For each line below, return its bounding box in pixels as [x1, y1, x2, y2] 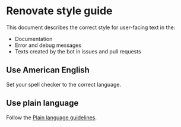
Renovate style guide [6, 4, 113, 18]
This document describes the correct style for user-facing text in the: [6, 24, 176, 31]
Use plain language [6, 98, 79, 108]
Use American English [6, 65, 90, 75]
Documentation [14, 35, 53, 42]
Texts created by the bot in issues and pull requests [14, 47, 141, 55]
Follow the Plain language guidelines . [6, 114, 97, 121]
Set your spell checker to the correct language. [6, 81, 122, 88]
